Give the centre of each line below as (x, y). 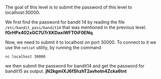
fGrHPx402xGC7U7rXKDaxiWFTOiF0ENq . (50, 33)
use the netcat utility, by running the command (53, 47)
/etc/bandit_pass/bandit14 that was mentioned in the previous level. (76, 27)
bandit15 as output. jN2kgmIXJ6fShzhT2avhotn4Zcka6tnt (66, 71)
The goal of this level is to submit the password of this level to (69, 7)
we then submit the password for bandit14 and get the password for (75, 66)
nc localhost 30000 (25, 57)
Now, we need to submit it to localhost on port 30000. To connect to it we (81, 42)
